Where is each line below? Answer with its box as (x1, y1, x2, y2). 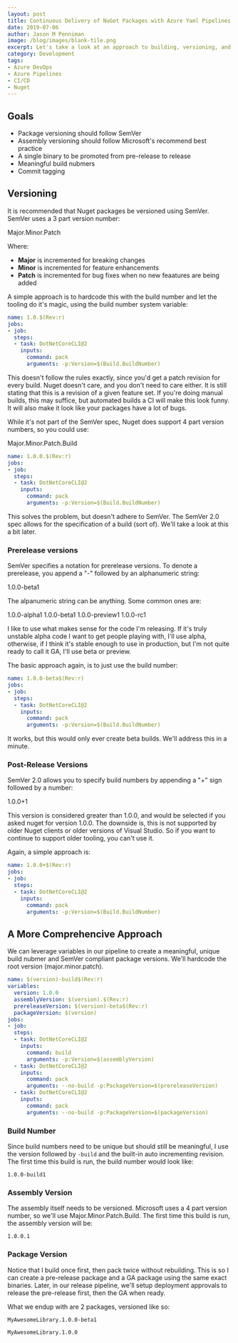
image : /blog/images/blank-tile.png (7, 37, 116, 44)
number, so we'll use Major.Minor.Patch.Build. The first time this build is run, (7, 1211, 230, 1220)
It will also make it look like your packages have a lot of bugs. (7, 403, 187, 412)
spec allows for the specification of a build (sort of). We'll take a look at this (7, 520, 229, 528)
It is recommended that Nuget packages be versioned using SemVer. (7, 207, 209, 215)
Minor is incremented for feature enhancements (17, 263, 159, 272)
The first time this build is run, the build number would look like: (7, 1157, 194, 1166)
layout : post (7, 10, 46, 18)
